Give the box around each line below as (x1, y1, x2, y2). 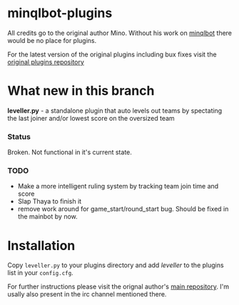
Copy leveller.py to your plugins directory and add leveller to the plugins (7, 261, 224, 269)
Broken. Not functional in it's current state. (7, 148, 132, 156)
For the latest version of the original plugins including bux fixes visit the (7, 50, 217, 59)
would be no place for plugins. (7, 36, 97, 44)
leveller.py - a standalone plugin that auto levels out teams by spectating (7, 106, 223, 115)
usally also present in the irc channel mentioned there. (7, 290, 167, 299)
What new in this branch (7, 83, 155, 99)
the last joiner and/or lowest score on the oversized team (7, 114, 175, 122)
